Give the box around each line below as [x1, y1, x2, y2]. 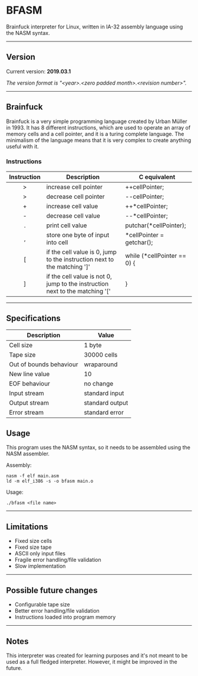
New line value [9, 370, 50, 378]
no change [84, 379, 114, 387]
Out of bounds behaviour [9, 360, 78, 368]
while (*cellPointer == [125, 251, 187, 260]
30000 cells [84, 350, 118, 358]
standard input [84, 389, 124, 397]
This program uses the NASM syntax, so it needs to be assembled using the [6, 444, 190, 451]
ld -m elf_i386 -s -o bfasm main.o [6, 478, 94, 484]
